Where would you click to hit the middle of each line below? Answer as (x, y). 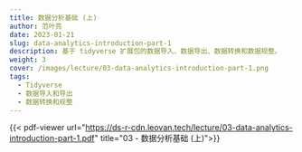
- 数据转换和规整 (45, 102)
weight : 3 (28, 60)
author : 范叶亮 (36, 26)
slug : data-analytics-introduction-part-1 (90, 43)
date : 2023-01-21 (42, 34)
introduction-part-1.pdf (52, 138)
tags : (19, 77)
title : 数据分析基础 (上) (53, 18)
